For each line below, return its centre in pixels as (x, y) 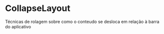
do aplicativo (18, 26)
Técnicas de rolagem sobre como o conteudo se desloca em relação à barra (82, 22)
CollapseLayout (38, 8)
